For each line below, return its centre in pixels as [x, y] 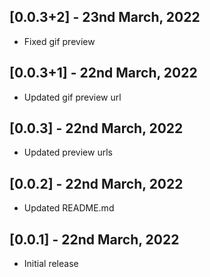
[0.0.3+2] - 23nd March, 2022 [105, 17]
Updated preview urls [68, 152]
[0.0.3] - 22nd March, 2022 [96, 128]
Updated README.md [69, 208]
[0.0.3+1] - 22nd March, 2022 [103, 73]
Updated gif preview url [72, 97]
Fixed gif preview [59, 41]
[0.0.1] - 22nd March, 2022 [94, 239]
